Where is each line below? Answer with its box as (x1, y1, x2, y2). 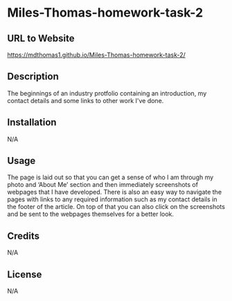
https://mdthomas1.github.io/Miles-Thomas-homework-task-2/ (7, 51, 186, 59)
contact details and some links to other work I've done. (7, 96, 164, 104)
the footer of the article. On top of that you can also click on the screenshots (7, 203, 225, 211)
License (7, 268, 42, 280)
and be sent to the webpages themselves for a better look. (7, 210, 175, 219)
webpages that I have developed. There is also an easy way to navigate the (7, 188, 222, 197)
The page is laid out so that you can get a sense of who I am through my (7, 173, 214, 181)
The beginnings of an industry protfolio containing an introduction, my (7, 89, 207, 98)
